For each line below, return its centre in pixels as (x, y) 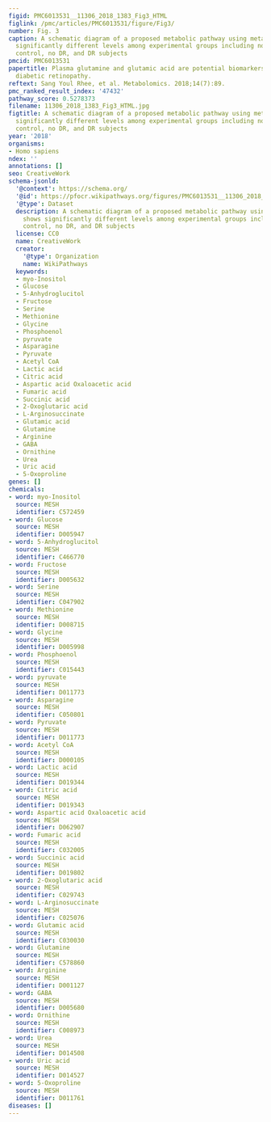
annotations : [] (35, 167)
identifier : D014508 (50, 1053)
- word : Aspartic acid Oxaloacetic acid (77, 812)
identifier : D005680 (50, 1008)
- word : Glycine (35, 632)
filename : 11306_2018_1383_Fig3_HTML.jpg (79, 106)
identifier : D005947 (50, 534)
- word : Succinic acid (46, 858)
